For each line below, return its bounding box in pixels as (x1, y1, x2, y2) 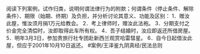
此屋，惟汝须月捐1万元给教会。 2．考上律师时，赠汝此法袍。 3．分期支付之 (6, 20, 190, 26)
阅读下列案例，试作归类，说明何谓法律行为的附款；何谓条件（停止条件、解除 (6, 5, 194, 12)
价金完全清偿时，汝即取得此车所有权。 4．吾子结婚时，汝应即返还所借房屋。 (6, 27, 193, 34)
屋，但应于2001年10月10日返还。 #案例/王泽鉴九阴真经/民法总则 (6, 42, 162, 49)
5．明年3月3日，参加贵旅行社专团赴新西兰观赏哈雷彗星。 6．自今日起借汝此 (6, 35, 193, 41)
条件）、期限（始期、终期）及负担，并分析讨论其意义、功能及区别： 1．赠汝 (6, 12, 190, 19)
